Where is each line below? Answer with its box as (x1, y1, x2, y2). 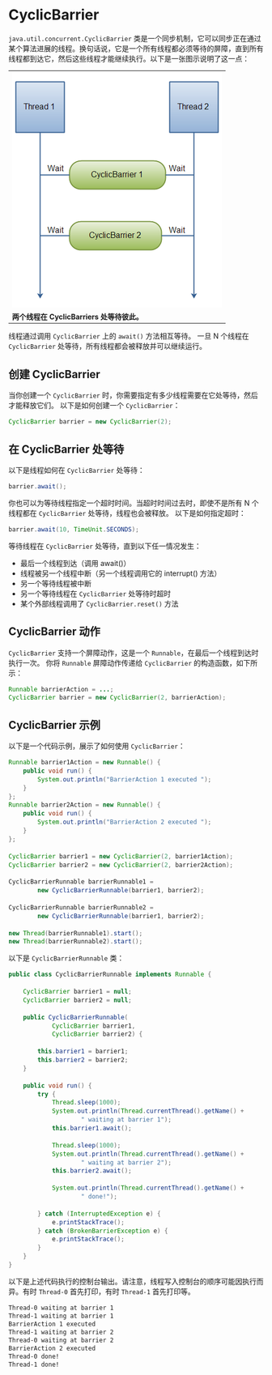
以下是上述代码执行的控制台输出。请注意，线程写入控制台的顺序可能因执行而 (8, 1276, 264, 1286)
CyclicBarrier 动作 (8, 625, 101, 639)
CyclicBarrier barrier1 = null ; (23, 988, 132, 996)
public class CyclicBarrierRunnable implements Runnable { (8, 970, 212, 979)
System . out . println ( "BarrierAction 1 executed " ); (37, 775, 212, 783)
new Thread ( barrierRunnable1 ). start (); (8, 929, 143, 937)
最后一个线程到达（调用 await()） (19, 558, 131, 568)
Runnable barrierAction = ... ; (8, 685, 114, 693)
